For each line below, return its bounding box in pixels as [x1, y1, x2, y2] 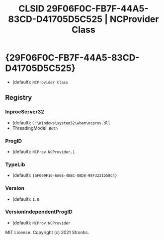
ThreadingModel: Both [12, 125, 58, 131]
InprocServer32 [5, 108, 45, 115]
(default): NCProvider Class [12, 79, 69, 85]
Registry [5, 93, 32, 102]
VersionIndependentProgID [5, 208, 73, 215]
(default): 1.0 [12, 196, 40, 202]
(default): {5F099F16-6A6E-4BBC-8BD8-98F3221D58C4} [12, 172, 117, 178]
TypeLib [5, 161, 25, 168]
